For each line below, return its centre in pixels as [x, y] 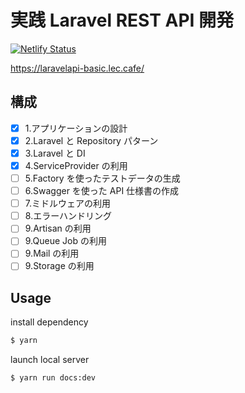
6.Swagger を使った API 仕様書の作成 [102, 191]
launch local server [50, 360]
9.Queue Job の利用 [65, 241]
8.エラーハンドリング [68, 216]
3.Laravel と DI [55, 153]
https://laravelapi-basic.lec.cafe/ [77, 68]
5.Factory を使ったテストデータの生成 [102, 178]
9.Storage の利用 [59, 266]
